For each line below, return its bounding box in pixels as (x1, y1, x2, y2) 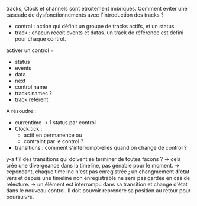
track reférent (14, 96, 49, 103)
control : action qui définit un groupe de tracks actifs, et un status (14, 23, 175, 30)
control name (14, 83, 47, 91)
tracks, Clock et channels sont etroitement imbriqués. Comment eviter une (6, 5, 188, 12)
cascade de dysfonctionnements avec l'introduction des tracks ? (6, 11, 164, 18)
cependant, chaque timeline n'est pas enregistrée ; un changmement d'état (6, 168, 190, 175)
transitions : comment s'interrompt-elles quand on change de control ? (14, 144, 188, 151)
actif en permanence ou (23, 131, 82, 139)
